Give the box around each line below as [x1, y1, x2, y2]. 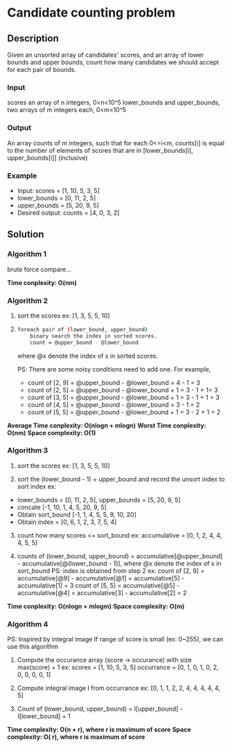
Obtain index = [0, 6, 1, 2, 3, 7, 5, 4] [17, 518, 117, 526]
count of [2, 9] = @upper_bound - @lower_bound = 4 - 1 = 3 [27, 378, 201, 387]
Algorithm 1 [7, 249, 47, 259]
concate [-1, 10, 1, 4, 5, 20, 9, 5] [17, 503, 107, 511]
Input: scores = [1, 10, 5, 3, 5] [17, 186, 100, 194]
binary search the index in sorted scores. [30, 332, 157, 340]
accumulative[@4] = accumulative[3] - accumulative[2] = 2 [17, 588, 187, 596]
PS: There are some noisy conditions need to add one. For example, [17, 365, 211, 373]
